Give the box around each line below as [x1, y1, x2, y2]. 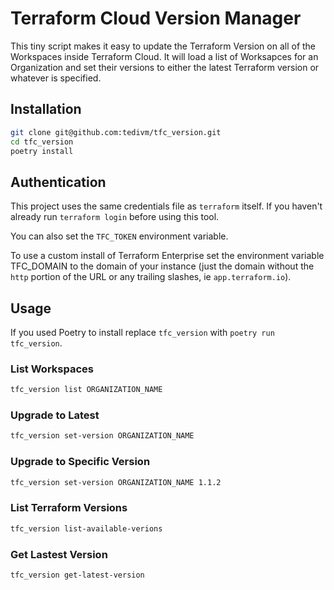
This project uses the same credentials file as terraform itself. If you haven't [10, 200, 323, 212]
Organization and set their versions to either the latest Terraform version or [10, 61, 320, 73]
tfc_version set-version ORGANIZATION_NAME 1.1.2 [10, 477, 222, 487]
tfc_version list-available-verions [10, 523, 163, 534]
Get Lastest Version [10, 547, 108, 561]
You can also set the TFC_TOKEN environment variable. [10, 230, 229, 242]
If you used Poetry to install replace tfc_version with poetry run [10, 327, 275, 338]
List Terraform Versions [10, 501, 128, 515]
